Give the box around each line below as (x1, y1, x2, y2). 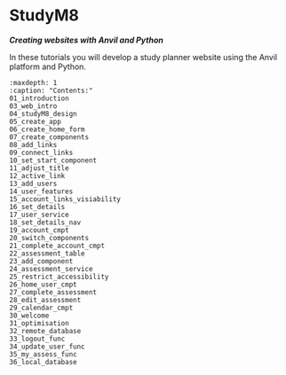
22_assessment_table (9, 249, 86, 258)
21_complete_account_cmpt (9, 241, 105, 250)
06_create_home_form (9, 125, 86, 134)
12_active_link (9, 171, 66, 180)
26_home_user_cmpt (9, 280, 77, 289)
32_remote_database (9, 326, 82, 335)
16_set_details (9, 202, 66, 211)
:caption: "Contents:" (9, 86, 93, 95)
